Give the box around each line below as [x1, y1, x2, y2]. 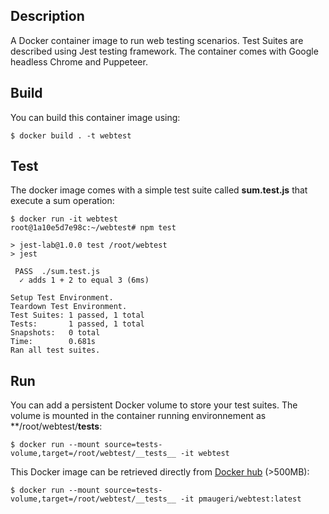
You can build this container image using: [10, 111, 181, 123]
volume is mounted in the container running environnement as [10, 410, 267, 422]
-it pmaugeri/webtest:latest [180, 494, 302, 504]
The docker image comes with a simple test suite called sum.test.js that [10, 184, 308, 196]
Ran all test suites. [10, 345, 101, 356]
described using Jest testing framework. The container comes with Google [10, 45, 319, 57]
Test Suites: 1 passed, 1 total [10, 310, 145, 321]
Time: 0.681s [10, 337, 97, 347]
